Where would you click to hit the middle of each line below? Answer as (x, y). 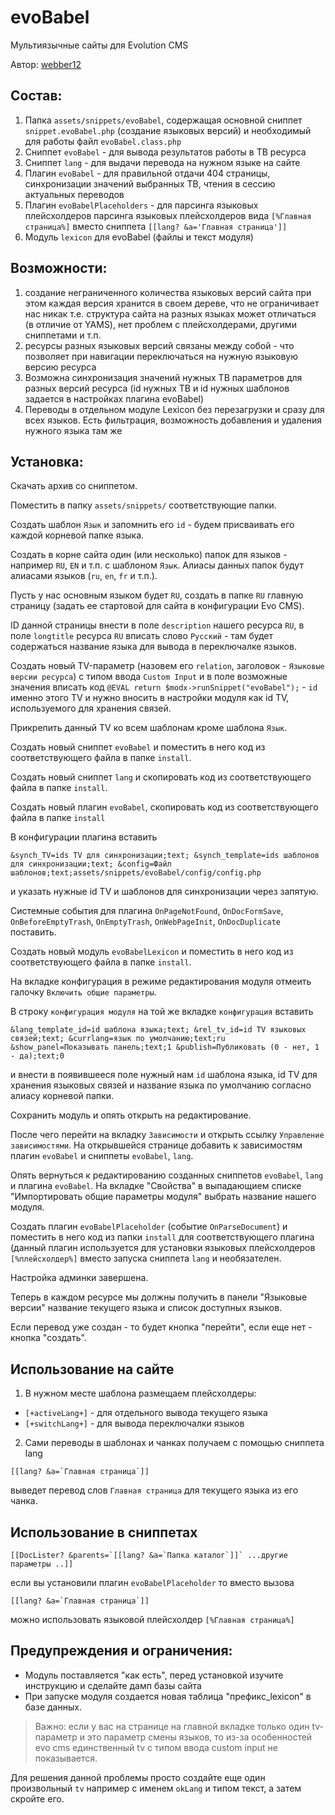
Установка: (47, 461)
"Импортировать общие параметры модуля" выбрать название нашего (163, 1197)
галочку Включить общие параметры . (83, 992)
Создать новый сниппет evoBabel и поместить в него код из (138, 747)
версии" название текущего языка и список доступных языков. (146, 1308)
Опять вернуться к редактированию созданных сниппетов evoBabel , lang (167, 1175)
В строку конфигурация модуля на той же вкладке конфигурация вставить (162, 1012)
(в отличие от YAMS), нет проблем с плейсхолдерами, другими (160, 324)
